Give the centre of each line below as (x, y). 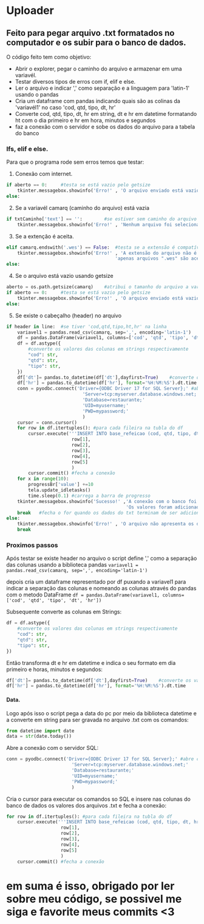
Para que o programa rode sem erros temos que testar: (75, 162)
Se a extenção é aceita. (44, 236)
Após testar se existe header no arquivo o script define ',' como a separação (102, 558)
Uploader (30, 11)
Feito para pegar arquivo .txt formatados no (90, 33)
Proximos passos (32, 545)
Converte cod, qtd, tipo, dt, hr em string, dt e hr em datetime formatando (106, 114)
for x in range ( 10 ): (43, 479)
